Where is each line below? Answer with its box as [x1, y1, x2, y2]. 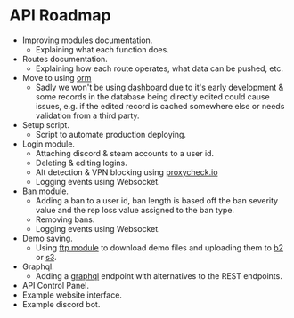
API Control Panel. [21, 280, 89, 290]
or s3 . [35, 251, 57, 262]
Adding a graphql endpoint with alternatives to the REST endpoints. [35, 270, 282, 281]
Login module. [21, 139, 76, 149]
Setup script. [21, 119, 69, 130]
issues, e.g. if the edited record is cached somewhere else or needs [35, 100, 285, 111]
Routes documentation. [21, 53, 109, 64]
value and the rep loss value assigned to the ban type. [35, 204, 234, 215]
